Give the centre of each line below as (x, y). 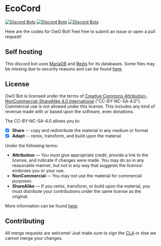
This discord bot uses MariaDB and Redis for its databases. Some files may (80, 63)
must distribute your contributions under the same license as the (77, 191)
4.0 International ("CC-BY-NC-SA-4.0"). (101, 101)
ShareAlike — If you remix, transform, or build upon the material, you (81, 186)
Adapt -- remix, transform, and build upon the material (66, 136)
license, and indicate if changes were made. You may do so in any (78, 160)
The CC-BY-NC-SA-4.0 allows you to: (43, 121)
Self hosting (24, 52)
